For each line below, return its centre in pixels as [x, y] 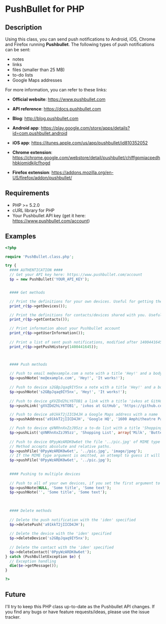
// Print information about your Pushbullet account [65, 329]
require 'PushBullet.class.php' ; [40, 257]
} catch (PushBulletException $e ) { [43, 556]
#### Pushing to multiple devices [45, 474]
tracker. [13, 617]
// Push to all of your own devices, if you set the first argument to [85, 483]
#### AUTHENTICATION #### [36, 270]
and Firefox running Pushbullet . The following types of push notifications [80, 44]
